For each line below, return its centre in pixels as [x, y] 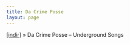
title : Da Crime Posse [35, 12]
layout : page [23, 17]
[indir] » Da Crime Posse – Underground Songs [65, 34]
